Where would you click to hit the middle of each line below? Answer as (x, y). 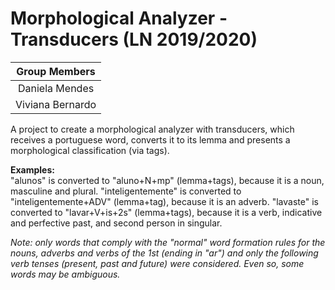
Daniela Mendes (56, 88)
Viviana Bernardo (56, 104)
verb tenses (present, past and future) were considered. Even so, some (157, 263)
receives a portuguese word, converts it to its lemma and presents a (150, 139)
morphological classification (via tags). (90, 150)
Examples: (32, 169)
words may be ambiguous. (65, 274)
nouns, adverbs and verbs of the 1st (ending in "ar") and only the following (164, 253)
